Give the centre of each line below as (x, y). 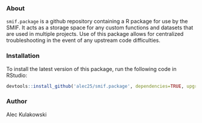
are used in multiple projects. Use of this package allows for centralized (95, 34)
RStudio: (17, 75)
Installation (23, 56)
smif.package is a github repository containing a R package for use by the (97, 21)
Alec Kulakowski (26, 114)
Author (17, 102)
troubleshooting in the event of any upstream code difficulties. (83, 41)
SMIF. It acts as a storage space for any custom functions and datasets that (100, 27)
